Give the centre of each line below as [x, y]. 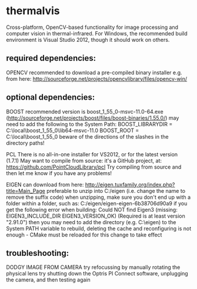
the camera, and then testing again [49, 280]
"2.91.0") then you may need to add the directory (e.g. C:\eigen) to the [91, 222]
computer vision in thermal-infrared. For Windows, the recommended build [97, 33]
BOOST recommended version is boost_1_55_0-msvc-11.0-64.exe [85, 111]
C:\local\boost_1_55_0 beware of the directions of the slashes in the [87, 136]
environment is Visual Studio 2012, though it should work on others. [88, 40]
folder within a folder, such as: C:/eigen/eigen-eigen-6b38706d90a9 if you [97, 203]
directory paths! [26, 143]
